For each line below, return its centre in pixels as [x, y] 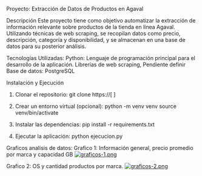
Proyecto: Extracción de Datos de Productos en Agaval [75, 9]
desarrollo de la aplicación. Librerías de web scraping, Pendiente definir [96, 64]
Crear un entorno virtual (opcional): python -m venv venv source [96, 106]
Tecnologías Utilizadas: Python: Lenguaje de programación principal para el [101, 58]
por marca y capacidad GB [40, 154]
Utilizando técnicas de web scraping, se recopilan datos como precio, [93, 33]
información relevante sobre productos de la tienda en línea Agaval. [91, 27]
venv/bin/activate [37, 113]
